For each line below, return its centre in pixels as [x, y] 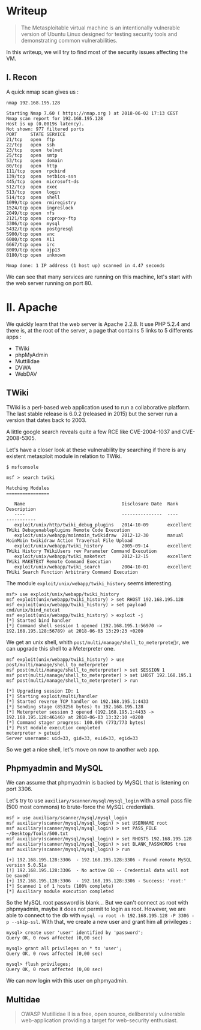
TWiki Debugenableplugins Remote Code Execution [68, 530]
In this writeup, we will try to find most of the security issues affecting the [97, 52]
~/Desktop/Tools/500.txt [37, 834]
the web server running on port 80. [49, 283]
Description [21, 509]
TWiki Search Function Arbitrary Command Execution [72, 572]
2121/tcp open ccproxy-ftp [41, 218]
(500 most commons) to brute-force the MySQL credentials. [80, 807]
